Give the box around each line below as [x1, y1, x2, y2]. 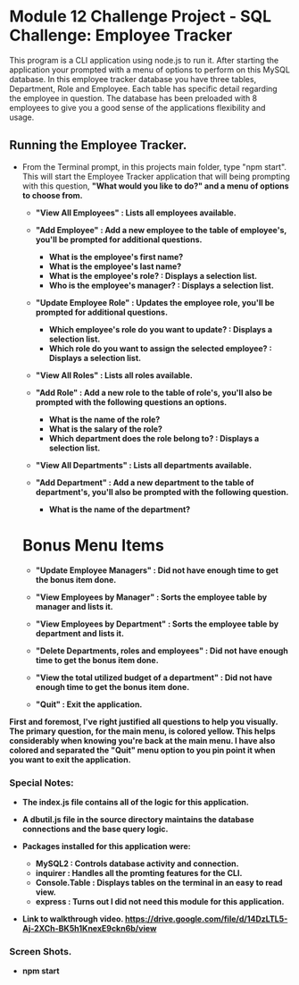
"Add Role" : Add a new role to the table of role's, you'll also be [35, 387, 273, 398]
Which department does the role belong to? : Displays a [48, 433, 260, 443]
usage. [9, 112, 35, 122]
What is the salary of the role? [48, 423, 163, 434]
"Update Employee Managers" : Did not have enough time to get [35, 565, 279, 576]
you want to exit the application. [9, 753, 131, 765]
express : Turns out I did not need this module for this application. [35, 896, 285, 906]
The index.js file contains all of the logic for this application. [21, 796, 250, 807]
